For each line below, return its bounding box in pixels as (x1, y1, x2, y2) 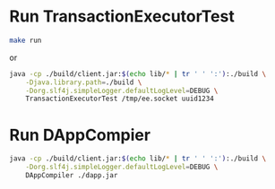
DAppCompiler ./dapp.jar (25, 171, 118, 180)
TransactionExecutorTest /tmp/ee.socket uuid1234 (25, 94, 215, 104)
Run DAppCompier (9, 125, 150, 145)
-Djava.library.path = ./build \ (25, 78, 142, 87)
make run (9, 36, 42, 45)
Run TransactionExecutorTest (9, 6, 235, 27)
